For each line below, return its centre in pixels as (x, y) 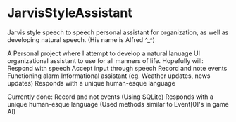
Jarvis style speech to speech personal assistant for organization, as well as (118, 32)
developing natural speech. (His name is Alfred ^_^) (81, 39)
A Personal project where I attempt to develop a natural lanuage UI (104, 53)
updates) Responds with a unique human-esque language (92, 83)
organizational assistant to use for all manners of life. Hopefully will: (106, 60)
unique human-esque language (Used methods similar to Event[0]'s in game (118, 104)
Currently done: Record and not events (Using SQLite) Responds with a (110, 97)
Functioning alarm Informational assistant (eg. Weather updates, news (109, 76)
